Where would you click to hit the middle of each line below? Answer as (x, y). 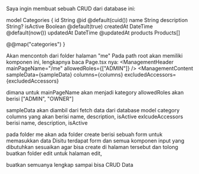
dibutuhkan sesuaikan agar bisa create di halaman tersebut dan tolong (92, 147)
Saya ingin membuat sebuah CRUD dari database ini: (71, 9)
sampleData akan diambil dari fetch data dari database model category (93, 110)
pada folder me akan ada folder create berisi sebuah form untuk (84, 134)
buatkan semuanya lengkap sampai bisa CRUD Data (70, 165)
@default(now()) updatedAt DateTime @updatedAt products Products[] (93, 33)
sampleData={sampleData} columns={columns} (65, 75)
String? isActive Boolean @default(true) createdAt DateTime (80, 26)
